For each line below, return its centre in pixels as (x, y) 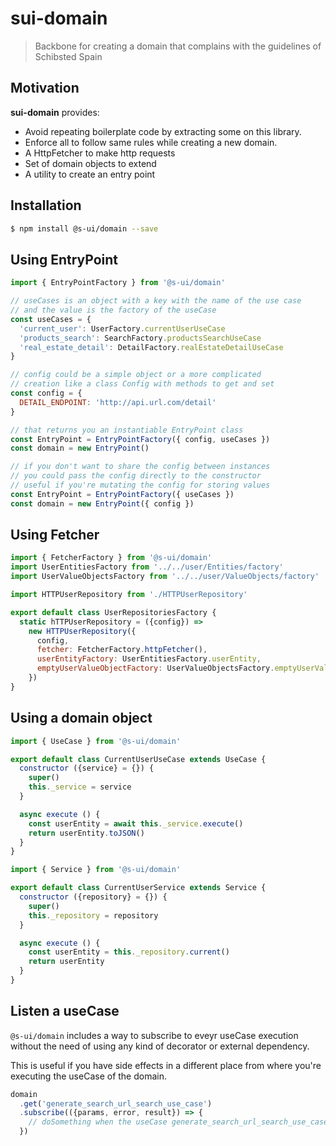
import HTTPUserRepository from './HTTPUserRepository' (129, 595)
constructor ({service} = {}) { (87, 768)
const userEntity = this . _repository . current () (129, 952)
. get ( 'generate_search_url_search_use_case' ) (116, 1103)
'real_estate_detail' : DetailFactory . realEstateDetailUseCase (151, 347)
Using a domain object (81, 718)
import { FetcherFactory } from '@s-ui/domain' (111, 558)
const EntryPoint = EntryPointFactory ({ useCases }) (122, 494)
